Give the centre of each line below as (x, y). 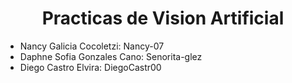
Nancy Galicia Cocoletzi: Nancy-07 (92, 46)
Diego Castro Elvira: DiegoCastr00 (90, 67)
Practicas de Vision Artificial (163, 18)
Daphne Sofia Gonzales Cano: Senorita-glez (111, 56)
